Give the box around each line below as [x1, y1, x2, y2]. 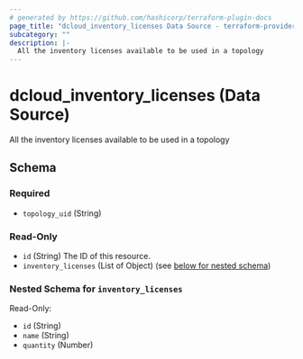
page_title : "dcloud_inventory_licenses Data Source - [9, 22, 220, 31]
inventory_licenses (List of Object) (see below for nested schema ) [22, 260, 271, 271]
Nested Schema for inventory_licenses [9, 283, 183, 295]
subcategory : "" [9, 30, 70, 39]
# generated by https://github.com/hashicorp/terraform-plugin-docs [9, 13, 272, 22]
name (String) [22, 330, 69, 341]
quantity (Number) [22, 339, 94, 351]
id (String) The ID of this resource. [22, 251, 151, 262]
